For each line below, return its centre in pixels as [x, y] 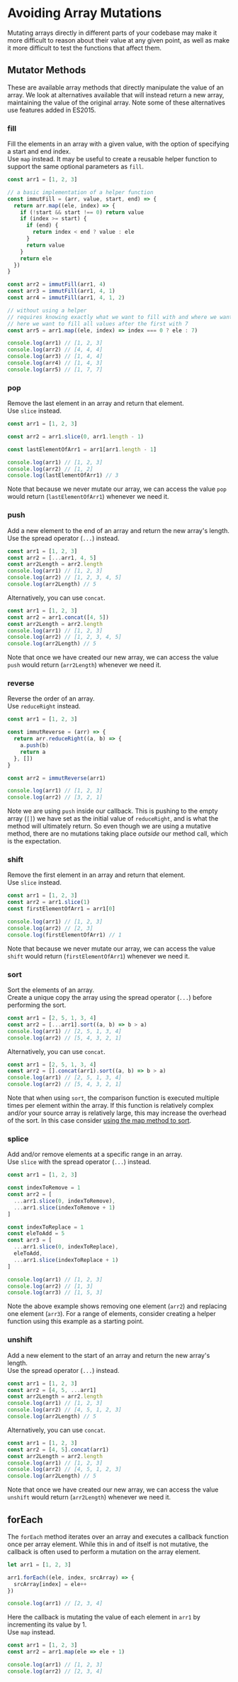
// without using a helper [47, 311]
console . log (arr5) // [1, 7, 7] [55, 370]
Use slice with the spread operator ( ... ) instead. [79, 1162]
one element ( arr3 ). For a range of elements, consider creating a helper [112, 1314]
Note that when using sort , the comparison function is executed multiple [113, 1098]
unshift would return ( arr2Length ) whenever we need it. [89, 1497]
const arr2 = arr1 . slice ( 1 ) [49, 902]
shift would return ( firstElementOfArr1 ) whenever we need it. [98, 956]
